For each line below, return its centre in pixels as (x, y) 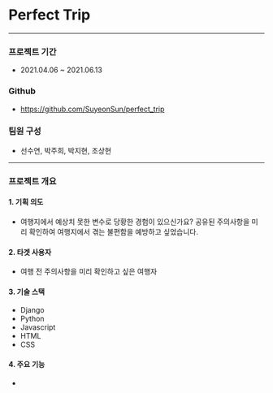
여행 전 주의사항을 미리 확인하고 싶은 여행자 (89, 272)
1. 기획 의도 (26, 202)
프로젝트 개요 (32, 181)
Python (32, 319)
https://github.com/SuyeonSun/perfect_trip (92, 109)
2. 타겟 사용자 (30, 252)
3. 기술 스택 (27, 292)
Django (32, 310)
